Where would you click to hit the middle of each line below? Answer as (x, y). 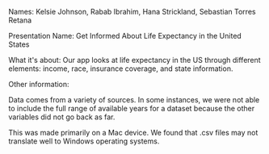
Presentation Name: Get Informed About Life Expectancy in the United (125, 36)
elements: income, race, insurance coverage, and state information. (121, 69)
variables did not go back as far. (62, 117)
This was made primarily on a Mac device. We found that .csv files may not (133, 133)
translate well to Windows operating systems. (84, 141)
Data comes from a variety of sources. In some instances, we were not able (134, 100)
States (19, 44)
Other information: (39, 84)
